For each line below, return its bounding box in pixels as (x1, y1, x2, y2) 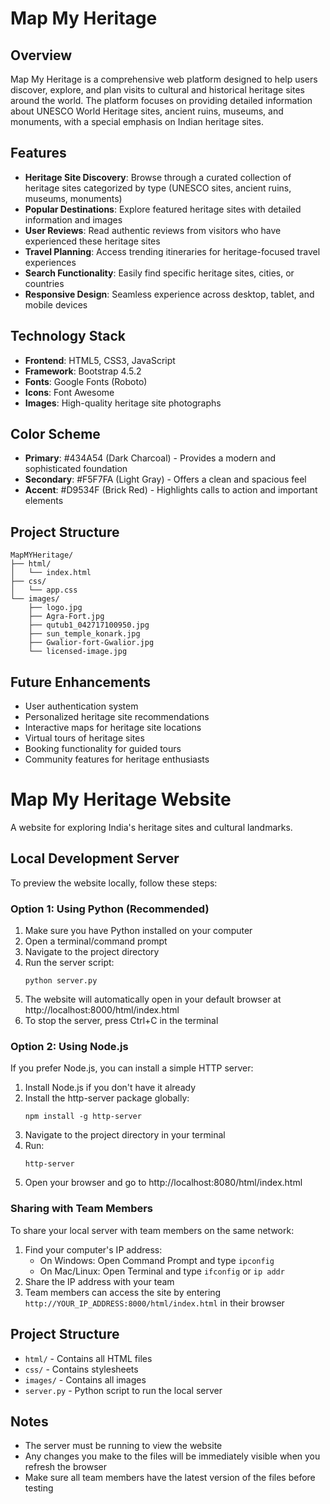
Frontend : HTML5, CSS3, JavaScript (24, 354, 176, 366)
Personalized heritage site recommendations (24, 711, 210, 723)
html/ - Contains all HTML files (24, 1352, 153, 1364)
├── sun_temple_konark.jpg (28, 629, 141, 639)
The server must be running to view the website (24, 1440, 223, 1452)
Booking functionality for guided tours (24, 743, 182, 755)
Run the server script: (24, 957, 115, 969)
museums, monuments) (24, 192, 123, 204)
